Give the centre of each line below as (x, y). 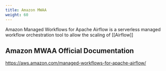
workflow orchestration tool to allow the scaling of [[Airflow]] (69, 35)
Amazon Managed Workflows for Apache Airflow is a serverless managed (83, 29)
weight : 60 (17, 15)
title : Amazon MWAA (26, 10)
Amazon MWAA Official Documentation (70, 51)
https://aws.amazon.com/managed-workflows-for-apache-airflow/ (76, 63)
